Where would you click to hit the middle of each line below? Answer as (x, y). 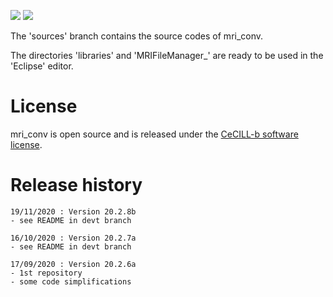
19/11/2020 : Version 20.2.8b (73, 211)
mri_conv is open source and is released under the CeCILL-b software (154, 134)
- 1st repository (46, 273)
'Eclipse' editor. (42, 66)
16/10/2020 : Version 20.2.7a (73, 238)
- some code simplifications (71, 281)
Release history (76, 185)
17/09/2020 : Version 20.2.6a (73, 264)
